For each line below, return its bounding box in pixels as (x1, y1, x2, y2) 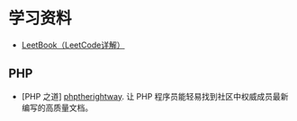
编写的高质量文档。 (21, 102, 94, 113)
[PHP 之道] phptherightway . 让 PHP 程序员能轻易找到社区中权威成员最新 (21, 91, 289, 101)
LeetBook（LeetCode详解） (21, 39, 125, 50)
